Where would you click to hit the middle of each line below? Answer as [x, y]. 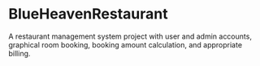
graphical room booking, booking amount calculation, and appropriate [125, 44]
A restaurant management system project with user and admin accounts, [130, 36]
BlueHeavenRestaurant [88, 14]
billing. [19, 53]
